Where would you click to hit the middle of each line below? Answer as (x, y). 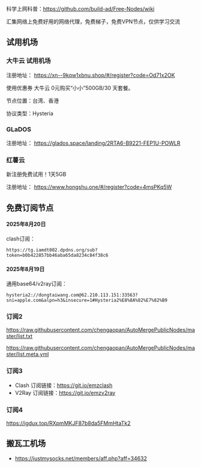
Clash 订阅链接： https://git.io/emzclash (64, 385)
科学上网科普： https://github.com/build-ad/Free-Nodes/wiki (80, 9)
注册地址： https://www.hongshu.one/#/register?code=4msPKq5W (89, 187)
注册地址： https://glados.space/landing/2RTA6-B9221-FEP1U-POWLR (94, 143)
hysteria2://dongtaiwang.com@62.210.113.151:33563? (72, 295)
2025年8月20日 (26, 224)
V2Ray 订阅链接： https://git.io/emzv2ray (65, 392)
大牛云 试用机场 (28, 61)
